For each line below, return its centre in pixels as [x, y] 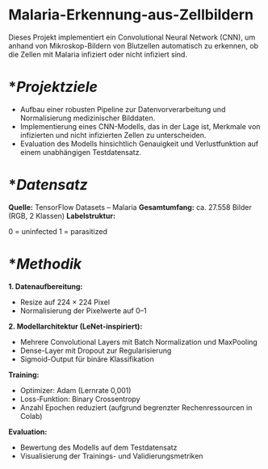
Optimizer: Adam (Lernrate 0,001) [75, 390]
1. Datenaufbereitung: [46, 286]
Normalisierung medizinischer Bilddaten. [88, 118]
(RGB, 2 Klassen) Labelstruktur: [62, 216]
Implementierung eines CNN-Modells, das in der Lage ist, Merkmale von [140, 126]
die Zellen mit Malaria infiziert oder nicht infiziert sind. [98, 54]
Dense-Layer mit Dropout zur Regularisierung [96, 350]
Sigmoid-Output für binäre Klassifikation [87, 359]
